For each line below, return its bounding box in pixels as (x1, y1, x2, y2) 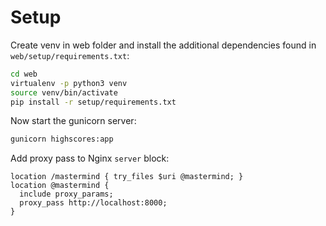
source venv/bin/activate (10, 87, 118, 98)
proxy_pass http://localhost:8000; (19, 198, 168, 208)
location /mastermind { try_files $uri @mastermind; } (10, 172, 244, 182)
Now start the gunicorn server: (10, 115, 137, 127)
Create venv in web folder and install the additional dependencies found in (10, 39, 317, 51)
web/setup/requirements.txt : (10, 49, 130, 61)
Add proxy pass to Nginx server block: (10, 152, 170, 165)
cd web (10, 69, 38, 79)
